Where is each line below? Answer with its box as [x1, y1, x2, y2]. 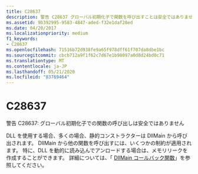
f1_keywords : [6, 36, 38, 42]
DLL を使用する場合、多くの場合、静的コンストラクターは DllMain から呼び [6, 132, 187, 139]
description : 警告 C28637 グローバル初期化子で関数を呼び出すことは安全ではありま [6, 14, 189, 20]
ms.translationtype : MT [6, 58, 65, 63]
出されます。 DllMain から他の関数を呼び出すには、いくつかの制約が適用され [6, 139, 192, 147]
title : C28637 [6, 8, 41, 15]
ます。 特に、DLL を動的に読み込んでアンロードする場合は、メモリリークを [6, 147, 188, 154]
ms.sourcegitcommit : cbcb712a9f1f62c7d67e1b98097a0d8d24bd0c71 [6, 52, 165, 58]
